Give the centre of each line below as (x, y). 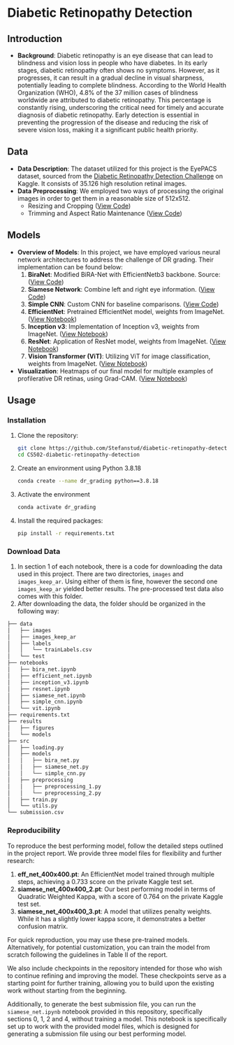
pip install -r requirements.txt (66, 533)
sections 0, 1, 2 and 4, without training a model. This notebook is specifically (117, 1018)
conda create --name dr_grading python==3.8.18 (88, 481)
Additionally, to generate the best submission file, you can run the (102, 1004)
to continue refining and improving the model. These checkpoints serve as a (117, 975)
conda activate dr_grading (57, 507)
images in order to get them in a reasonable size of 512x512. (104, 198)
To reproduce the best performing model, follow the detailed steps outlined (115, 846)
